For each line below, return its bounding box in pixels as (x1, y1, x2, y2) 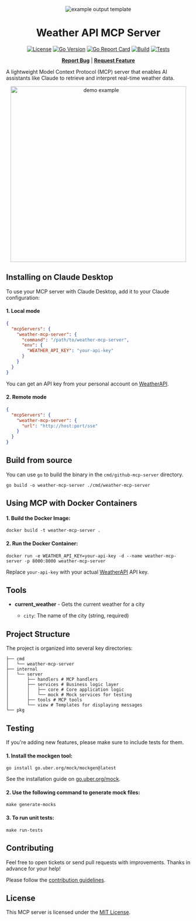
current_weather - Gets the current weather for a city (14, 601, 145, 608)
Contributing (6, 843, 54, 853)
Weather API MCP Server (36, 26, 161, 40)
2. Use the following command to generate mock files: (6, 789, 140, 796)
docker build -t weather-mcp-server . (6, 527, 101, 534)
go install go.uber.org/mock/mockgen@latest (6, 765, 116, 771)
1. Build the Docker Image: (6, 514, 71, 521)
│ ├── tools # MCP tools (6, 697, 82, 703)
